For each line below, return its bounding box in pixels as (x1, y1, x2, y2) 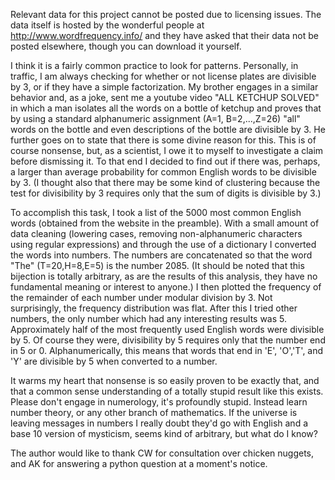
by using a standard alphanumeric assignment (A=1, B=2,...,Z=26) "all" (10, 113, 301, 124)
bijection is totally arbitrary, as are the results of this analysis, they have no (10, 270, 318, 282)
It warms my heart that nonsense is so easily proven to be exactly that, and (10, 375, 320, 386)
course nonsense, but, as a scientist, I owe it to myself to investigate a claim (10, 145, 324, 156)
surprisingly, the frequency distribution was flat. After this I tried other (10, 302, 298, 314)
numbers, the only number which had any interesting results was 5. (10, 313, 288, 324)
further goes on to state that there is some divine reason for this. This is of (10, 134, 317, 146)
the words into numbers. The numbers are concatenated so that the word (10, 249, 313, 261)
